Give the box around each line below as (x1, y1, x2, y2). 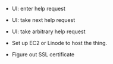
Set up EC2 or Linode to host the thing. (11, 40, 108, 46)
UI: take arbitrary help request (11, 28, 86, 35)
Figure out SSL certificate (11, 51, 75, 58)
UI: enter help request (11, 5, 65, 12)
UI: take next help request (11, 17, 76, 23)
